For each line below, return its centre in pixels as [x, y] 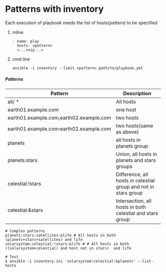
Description [137, 93]
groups [124, 166]
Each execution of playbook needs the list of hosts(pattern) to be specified [81, 23]
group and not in [135, 187]
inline [18, 32]
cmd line [21, 59]
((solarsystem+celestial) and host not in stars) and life [68, 248]
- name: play [26, 41]
